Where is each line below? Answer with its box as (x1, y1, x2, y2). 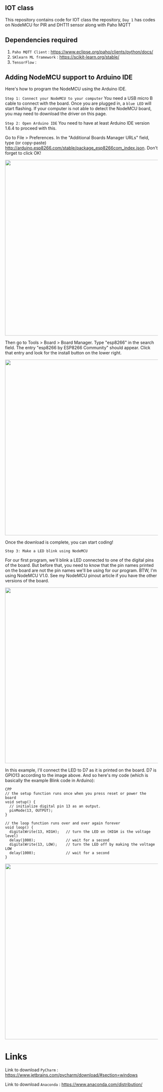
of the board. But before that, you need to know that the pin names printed (5, 562, 154, 568)
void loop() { (5, 825, 34, 830)
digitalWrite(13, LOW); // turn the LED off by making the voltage (9, 842, 155, 847)
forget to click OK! (5, 150, 41, 156)
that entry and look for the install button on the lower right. (5, 350, 122, 356)
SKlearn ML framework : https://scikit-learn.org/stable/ (12, 54, 120, 60)
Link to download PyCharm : (5, 1067, 58, 1073)
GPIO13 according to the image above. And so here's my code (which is (5, 772, 148, 778)
